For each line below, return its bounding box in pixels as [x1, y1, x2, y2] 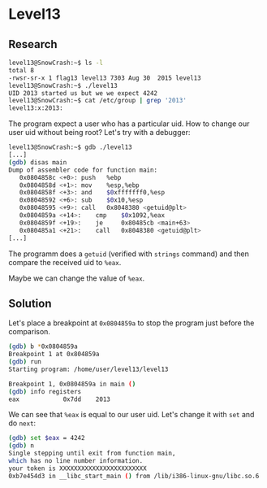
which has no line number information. [8, 457, 144, 465]
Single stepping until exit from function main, [8, 449, 176, 458]
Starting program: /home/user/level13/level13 [8, 365, 169, 373]
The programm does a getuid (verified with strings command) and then [8, 249, 249, 259]
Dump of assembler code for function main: [8, 166, 158, 174]
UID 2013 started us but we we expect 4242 [8, 89, 158, 98]
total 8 [8, 66, 35, 74]
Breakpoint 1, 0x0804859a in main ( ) [8, 380, 136, 388]
